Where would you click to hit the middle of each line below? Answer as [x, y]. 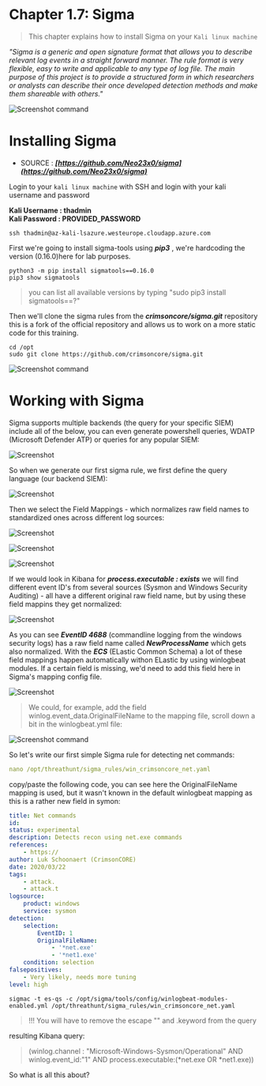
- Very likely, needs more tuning [80, 977]
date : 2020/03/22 [37, 867]
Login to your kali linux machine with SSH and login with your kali [118, 187]
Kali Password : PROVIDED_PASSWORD [75, 218]
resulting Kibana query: [47, 1035]
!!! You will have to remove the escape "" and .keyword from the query [142, 1020]
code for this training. [44, 333]
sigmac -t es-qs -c [41, 999]
